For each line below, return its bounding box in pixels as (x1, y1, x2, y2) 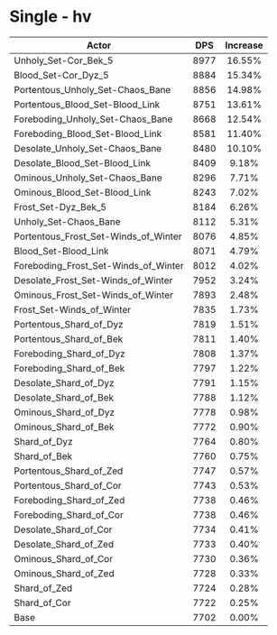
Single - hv (9, 6, 92, 27)
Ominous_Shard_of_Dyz (14, 406, 115, 419)
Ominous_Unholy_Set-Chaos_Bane (14, 171, 162, 184)
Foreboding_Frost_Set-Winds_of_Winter (14, 259, 184, 271)
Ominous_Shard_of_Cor (14, 552, 114, 565)
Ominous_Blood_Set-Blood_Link (14, 186, 152, 198)
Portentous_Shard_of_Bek (14, 332, 124, 345)
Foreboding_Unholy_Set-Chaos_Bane (14, 113, 173, 125)
